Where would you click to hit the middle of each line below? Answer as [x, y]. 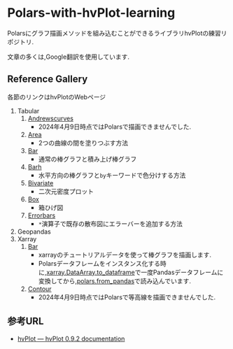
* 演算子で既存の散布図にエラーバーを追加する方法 [111, 223]
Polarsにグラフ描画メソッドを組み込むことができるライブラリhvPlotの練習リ [117, 33]
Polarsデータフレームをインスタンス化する [99, 263]
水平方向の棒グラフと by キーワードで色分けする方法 [112, 175]
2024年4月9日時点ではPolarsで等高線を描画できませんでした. [127, 297]
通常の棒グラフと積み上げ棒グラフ [87, 159]
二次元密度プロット [66, 191]
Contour [40, 289]
